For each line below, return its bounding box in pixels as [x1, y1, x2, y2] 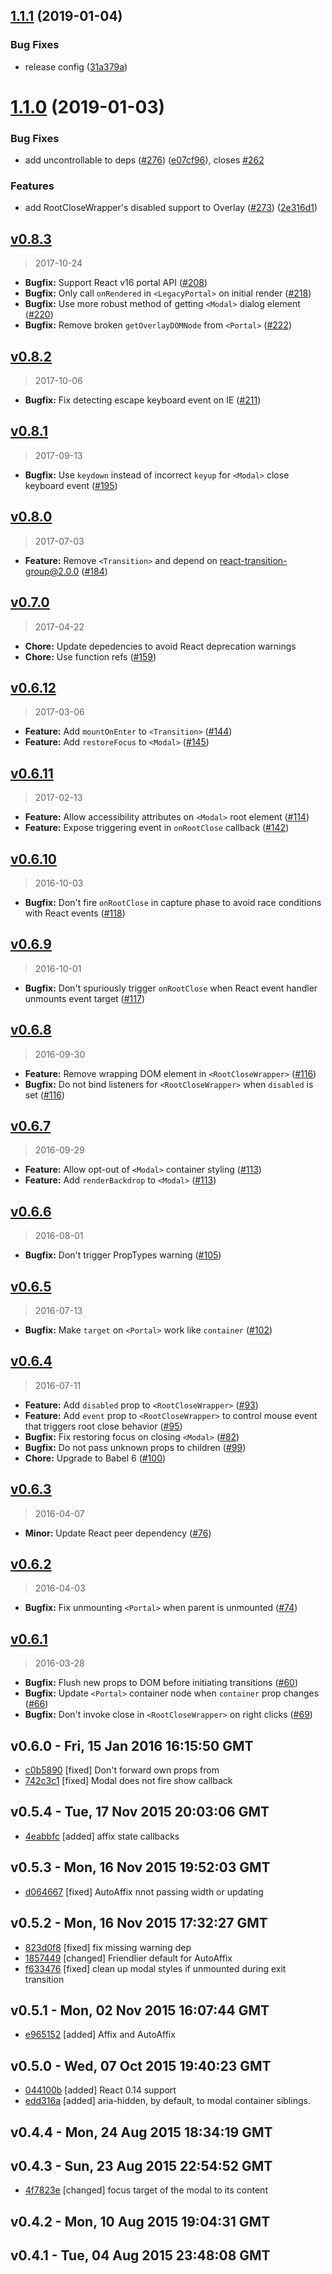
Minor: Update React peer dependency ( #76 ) [24, 1527, 212, 1539]
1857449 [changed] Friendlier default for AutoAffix [24, 1952, 233, 1964]
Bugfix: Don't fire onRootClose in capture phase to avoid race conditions [24, 896, 322, 908]
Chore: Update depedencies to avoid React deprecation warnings [24, 640, 297, 652]
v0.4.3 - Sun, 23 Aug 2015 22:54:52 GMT [10, 2157, 273, 2174]
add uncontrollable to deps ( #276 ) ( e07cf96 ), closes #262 [24, 154, 265, 166]
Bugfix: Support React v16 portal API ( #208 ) [24, 277, 208, 289]
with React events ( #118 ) [24, 907, 126, 919]
